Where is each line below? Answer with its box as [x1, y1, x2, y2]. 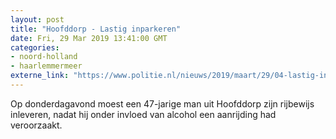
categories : [10, 42, 60, 53]
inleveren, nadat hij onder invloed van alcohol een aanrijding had [10, 108, 277, 120]
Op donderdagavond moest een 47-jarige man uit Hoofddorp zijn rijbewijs [10, 97, 315, 110]
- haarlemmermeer [10, 61, 83, 71]
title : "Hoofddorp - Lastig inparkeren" [10, 24, 182, 34]
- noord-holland [10, 52, 78, 62]
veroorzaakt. [10, 119, 63, 131]
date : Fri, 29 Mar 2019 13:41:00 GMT [10, 33, 168, 43]
